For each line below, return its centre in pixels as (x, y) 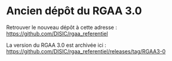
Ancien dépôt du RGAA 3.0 (74, 11)
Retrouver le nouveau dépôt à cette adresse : (62, 27)
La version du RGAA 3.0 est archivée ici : (56, 45)
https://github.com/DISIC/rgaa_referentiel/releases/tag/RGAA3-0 (86, 51)
